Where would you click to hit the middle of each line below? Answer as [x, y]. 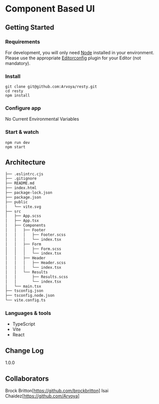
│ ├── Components [25, 225]
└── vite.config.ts [25, 300]
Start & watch [22, 132]
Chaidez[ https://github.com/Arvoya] [42, 396]
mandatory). [18, 63]
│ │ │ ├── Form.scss [33, 249]
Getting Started [30, 27]
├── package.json [23, 197]
